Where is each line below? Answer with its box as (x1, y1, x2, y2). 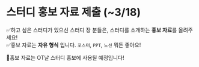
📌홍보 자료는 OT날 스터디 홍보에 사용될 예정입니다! (6, 54, 124, 61)
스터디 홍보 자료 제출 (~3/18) (6, 5, 141, 19)
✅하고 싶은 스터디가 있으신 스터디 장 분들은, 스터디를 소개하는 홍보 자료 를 (6, 26, 177, 33)
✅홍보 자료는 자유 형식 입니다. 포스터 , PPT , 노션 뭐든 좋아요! (6, 41, 141, 48)
